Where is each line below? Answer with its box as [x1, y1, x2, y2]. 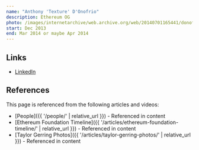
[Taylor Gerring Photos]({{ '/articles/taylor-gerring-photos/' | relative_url [14, 131, 191, 138]
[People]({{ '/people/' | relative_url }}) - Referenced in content [14, 112, 166, 119]
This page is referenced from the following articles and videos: [6, 101, 159, 108]
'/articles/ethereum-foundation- [100, 119, 179, 126]
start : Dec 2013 [6, 25, 46, 31]
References [6, 85, 50, 95]
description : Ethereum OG [6, 14, 70, 20]
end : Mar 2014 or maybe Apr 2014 [6, 31, 89, 37]
